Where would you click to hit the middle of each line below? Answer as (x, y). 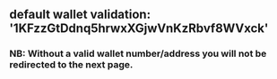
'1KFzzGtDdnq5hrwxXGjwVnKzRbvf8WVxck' (139, 29)
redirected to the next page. (71, 65)
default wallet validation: (80, 15)
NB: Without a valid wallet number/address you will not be (138, 54)
